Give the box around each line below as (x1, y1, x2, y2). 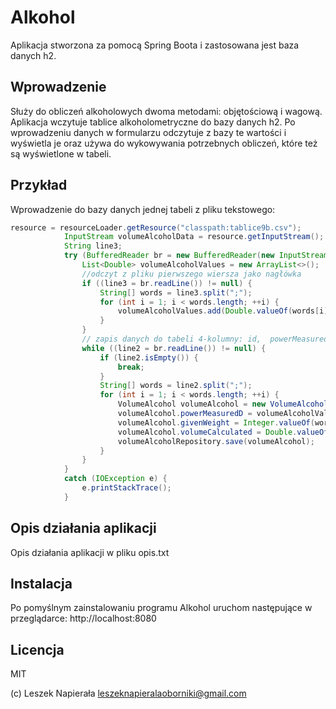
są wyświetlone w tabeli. (10, 147, 112, 160)
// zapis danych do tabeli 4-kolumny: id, (81, 334, 262, 345)
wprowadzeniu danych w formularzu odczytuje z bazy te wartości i (10, 126, 287, 138)
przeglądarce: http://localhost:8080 (10, 612, 157, 625)
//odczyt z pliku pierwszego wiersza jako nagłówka (81, 269, 302, 279)
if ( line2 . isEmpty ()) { (99, 352, 199, 363)
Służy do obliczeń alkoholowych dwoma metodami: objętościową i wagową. (10, 105, 323, 117)
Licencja (10, 641, 65, 658)
